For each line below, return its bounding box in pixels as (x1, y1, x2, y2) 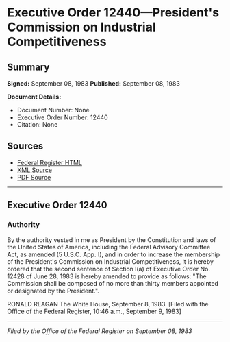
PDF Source (16, 173, 51, 181)
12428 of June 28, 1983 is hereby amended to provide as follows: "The (7, 272, 207, 280)
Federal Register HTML (16, 158, 83, 167)
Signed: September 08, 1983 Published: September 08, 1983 (7, 80, 180, 87)
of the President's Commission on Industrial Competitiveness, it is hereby (7, 257, 214, 265)
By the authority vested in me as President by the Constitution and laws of (7, 235, 216, 244)
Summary (7, 61, 50, 73)
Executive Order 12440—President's (7, 5, 220, 21)
